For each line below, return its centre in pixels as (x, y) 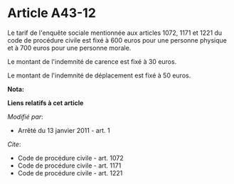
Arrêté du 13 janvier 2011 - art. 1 (64, 130)
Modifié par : (26, 117)
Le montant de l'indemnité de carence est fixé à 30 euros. (92, 61)
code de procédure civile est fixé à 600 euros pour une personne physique (117, 40)
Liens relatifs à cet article (46, 103)
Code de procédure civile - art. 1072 (71, 158)
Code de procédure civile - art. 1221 (70, 173)
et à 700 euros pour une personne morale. (69, 48)
